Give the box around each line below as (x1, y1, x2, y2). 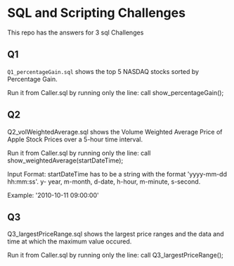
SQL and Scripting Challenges (7, 5, 186, 21)
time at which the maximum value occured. (7, 237, 132, 246)
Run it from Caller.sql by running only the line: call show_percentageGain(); (7, 88, 224, 96)
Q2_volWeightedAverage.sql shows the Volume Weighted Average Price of (7, 127, 223, 136)
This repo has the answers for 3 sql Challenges (7, 28, 144, 37)
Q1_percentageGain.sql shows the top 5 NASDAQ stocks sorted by (7, 67, 199, 75)
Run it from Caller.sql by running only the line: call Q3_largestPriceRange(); (7, 251, 223, 260)
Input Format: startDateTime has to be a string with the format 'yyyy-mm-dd (7, 170, 227, 178)
